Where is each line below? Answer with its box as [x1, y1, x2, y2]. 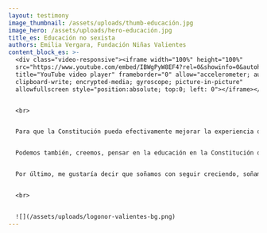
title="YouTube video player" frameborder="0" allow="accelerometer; [15, 71, 250, 78]
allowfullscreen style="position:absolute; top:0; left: [15, 85, 208, 94]
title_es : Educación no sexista [8, 33, 115, 42]
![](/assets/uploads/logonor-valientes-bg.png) [15, 212, 176, 220]
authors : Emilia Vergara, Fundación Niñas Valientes [8, 41, 187, 49]
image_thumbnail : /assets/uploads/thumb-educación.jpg [8, 19, 194, 27]
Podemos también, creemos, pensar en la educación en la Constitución [15, 149, 254, 157]
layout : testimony [8, 11, 69, 20]
